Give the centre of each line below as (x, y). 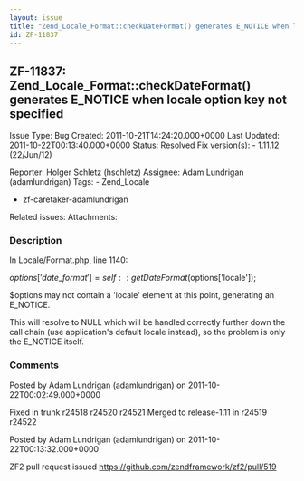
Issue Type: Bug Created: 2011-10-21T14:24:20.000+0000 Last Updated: (145, 136)
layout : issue (36, 18)
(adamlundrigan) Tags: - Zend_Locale (80, 182)
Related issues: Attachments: (63, 217)
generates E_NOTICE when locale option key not (148, 99)
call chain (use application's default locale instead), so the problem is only (147, 332)
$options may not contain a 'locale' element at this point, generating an (142, 295)
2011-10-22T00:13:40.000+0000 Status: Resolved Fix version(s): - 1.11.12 (144, 145)
